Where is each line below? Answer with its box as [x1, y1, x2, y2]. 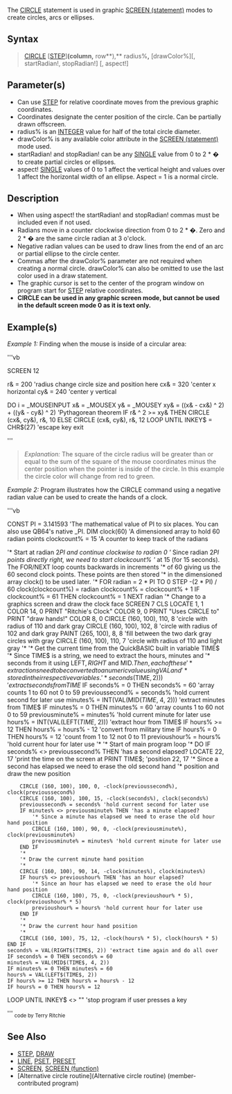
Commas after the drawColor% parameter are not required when [17, 257, 202, 265]
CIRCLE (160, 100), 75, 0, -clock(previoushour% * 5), [32, 893, 194, 900]
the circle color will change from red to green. [24, 472, 155, 481]
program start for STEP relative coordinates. [17, 286, 143, 295]
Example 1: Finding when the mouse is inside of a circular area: [7, 340, 187, 348]
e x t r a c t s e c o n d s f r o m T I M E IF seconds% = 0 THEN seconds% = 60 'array [8, 681, 215, 690]
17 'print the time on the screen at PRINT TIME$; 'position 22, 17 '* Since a [7, 755, 219, 763]
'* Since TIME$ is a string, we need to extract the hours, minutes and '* [7, 652, 211, 660]
